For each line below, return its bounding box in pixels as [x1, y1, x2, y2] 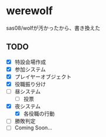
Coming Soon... [14, 124, 52, 131]
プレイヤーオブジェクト [14, 73, 72, 80]
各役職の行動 [23, 110, 55, 118]
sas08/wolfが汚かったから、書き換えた [6, 24, 101, 31]
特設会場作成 [14, 58, 46, 66]
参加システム [14, 66, 46, 73]
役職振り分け [14, 80, 46, 87]
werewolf [6, 4, 53, 18]
